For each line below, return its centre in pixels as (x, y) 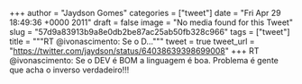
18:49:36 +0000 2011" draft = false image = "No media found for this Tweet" (151, 22)
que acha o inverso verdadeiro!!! (69, 70)
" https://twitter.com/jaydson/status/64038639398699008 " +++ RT (134, 51)
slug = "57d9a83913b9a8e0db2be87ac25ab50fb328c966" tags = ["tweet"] (150, 32)
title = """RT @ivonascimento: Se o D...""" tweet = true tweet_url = (132, 41)
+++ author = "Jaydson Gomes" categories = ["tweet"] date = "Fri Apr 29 (145, 13)
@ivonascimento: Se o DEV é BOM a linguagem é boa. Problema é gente (144, 60)
